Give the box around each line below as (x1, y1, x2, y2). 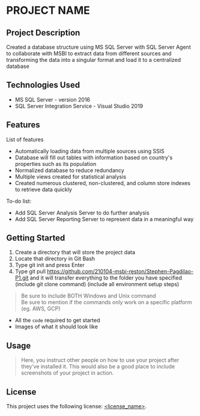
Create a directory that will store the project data (14, 249, 136, 256)
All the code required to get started (14, 317, 100, 324)
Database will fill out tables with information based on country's (14, 154, 173, 161)
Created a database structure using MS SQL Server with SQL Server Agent (6, 43, 191, 50)
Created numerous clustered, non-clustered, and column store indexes (14, 179, 191, 186)
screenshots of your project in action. (20, 369, 114, 376)
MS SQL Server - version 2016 (14, 96, 91, 103)
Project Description (6, 28, 80, 38)
